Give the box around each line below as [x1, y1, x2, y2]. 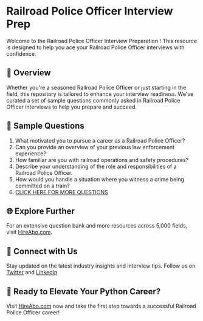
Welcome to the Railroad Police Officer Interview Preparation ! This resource [6, 37, 198, 44]
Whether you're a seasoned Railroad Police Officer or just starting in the [6, 84, 187, 91]
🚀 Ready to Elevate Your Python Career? [6, 286, 161, 297]
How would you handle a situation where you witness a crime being [15, 175, 184, 183]
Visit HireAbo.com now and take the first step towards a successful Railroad [6, 302, 196, 309]
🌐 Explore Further [6, 206, 75, 216]
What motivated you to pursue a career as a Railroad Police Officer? [15, 137, 185, 144]
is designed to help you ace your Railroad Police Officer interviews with [6, 44, 185, 51]
